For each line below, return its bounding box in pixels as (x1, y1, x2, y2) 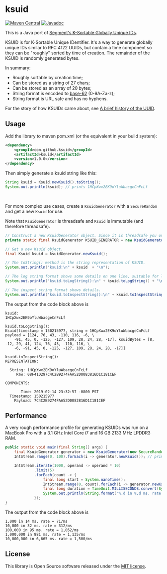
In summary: (5, 65, 31, 71)
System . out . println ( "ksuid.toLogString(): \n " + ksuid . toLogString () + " (5, 279, 159, 284)
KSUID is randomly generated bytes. (5, 55, 80, 61)
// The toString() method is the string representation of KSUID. (5, 260, 146, 265)
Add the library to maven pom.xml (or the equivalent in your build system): (5, 133, 158, 139)
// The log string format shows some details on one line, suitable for (5, 274, 159, 279)
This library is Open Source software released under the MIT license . (5, 563, 147, 569)
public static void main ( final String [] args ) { (5, 445, 108, 450)
